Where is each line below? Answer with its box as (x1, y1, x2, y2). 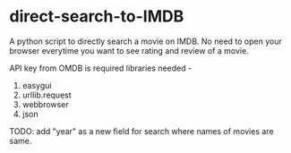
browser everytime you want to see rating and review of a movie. (9, 45, 249, 55)
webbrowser (21, 98, 69, 109)
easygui (21, 80, 52, 90)
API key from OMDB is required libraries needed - (9, 63, 193, 73)
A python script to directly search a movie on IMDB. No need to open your (9, 36, 282, 47)
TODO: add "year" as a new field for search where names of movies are (9, 125, 275, 136)
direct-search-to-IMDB (9, 6, 184, 27)
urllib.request (21, 89, 72, 100)
